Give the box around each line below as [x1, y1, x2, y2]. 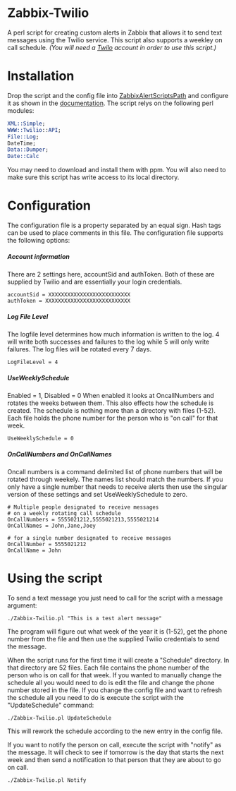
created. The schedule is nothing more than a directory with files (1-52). [7, 406, 216, 414]
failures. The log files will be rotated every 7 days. [7, 345, 152, 354]
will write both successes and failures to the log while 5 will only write [7, 337, 210, 346]
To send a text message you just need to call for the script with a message [7, 593, 223, 602]
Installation [7, 68, 75, 84]
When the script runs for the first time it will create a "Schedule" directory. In [7, 656, 230, 664]
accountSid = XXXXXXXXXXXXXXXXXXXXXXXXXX [7, 291, 131, 298]
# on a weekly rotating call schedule [7, 509, 121, 517]
